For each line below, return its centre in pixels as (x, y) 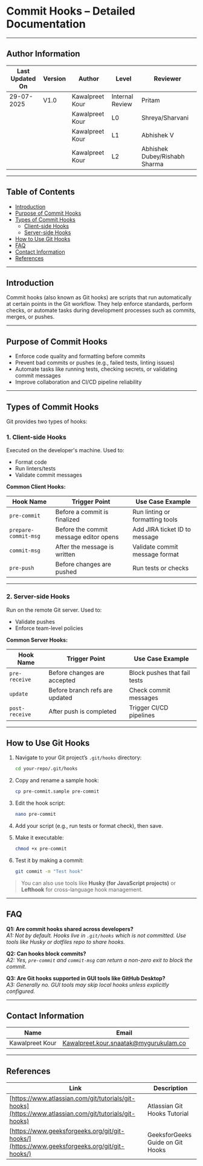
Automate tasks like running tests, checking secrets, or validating (96, 369)
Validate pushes (35, 622)
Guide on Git (165, 1142)
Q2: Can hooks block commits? (46, 954)
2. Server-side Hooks (38, 597)
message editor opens (87, 537)
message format (156, 555)
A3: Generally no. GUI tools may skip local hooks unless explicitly (88, 985)
